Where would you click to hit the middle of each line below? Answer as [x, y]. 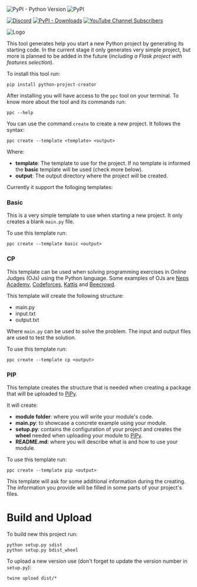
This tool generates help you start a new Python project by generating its [95, 43]
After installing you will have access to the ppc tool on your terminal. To [93, 95]
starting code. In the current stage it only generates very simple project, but [99, 50]
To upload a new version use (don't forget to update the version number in [97, 561]
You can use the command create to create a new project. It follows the [93, 124]
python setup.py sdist [35, 545]
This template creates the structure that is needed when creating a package [99, 387]
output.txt [27, 320]
